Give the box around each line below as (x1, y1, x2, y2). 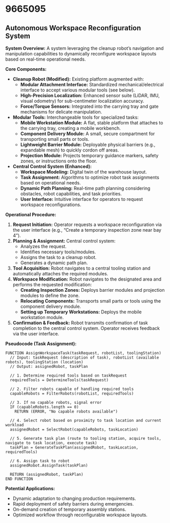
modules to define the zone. (20, 292, 80, 298)
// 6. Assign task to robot (10, 458, 70, 463)
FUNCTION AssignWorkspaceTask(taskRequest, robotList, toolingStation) (5, 350, 161, 356)
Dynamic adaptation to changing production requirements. (12, 495, 137, 501)
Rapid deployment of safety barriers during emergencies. (12, 501, 134, 507)
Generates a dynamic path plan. (20, 260, 88, 266)
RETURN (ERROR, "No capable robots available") (14, 409, 118, 414)
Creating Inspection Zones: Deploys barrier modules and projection (20, 287, 165, 293)
